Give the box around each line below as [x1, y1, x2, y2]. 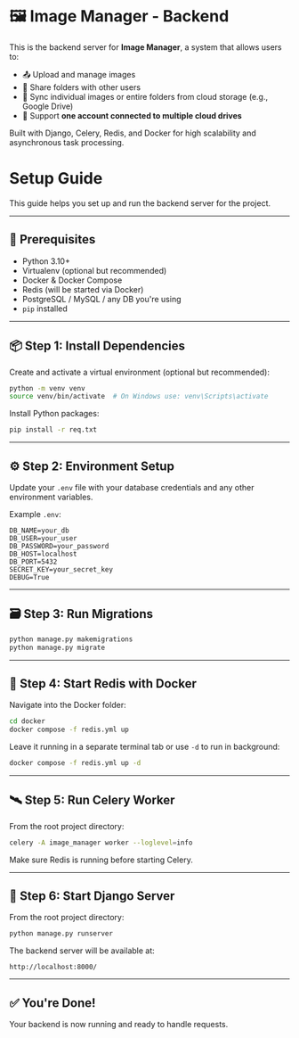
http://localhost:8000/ [9, 963, 98, 972]
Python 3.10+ [21, 255, 71, 267]
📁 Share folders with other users [21, 81, 141, 93]
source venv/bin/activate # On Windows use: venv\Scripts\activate [9, 392, 269, 401]
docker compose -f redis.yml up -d [9, 759, 141, 768]
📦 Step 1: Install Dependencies [9, 339, 185, 354]
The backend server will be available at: [9, 945, 156, 956]
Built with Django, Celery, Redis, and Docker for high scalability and [9, 128, 256, 138]
